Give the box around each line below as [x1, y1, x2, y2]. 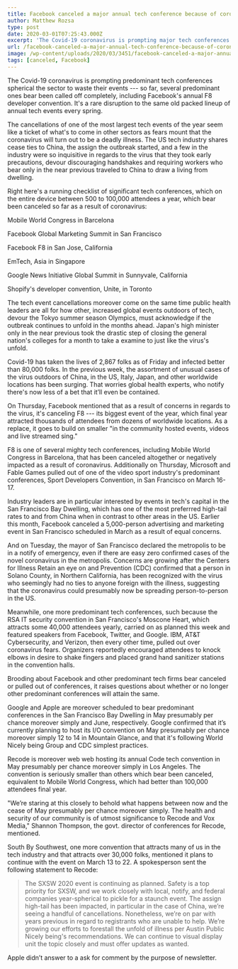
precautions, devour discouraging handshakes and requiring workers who [7, 158, 223, 166]
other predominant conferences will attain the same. [7, 689, 160, 697]
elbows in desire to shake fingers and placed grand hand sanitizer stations [7, 653, 225, 661]
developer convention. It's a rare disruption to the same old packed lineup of [7, 99, 231, 107]
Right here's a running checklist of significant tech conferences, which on [7, 186, 222, 196]
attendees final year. [7, 785, 67, 793]
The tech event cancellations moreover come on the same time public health [7, 298, 231, 306]
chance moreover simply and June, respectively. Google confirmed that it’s [7, 718, 227, 727]
